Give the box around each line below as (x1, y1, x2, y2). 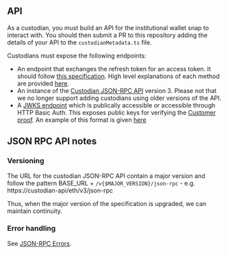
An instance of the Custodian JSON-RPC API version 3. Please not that (16, 86, 217, 94)
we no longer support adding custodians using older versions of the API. (16, 94, 222, 102)
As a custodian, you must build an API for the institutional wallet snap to (7, 23, 210, 31)
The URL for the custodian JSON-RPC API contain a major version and (7, 171, 205, 180)
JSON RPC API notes (7, 136, 97, 147)
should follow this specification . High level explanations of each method (16, 72, 220, 80)
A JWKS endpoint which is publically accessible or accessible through (16, 101, 216, 109)
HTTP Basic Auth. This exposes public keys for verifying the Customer (16, 108, 216, 116)
